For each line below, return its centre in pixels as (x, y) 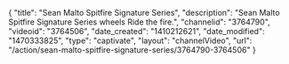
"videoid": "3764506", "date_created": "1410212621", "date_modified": (136, 31)
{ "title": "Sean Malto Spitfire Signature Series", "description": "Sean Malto (144, 13)
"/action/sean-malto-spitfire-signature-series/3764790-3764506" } (132, 50)
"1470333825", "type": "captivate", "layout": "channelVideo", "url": (130, 40)
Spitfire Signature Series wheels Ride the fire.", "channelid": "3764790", (139, 22)
